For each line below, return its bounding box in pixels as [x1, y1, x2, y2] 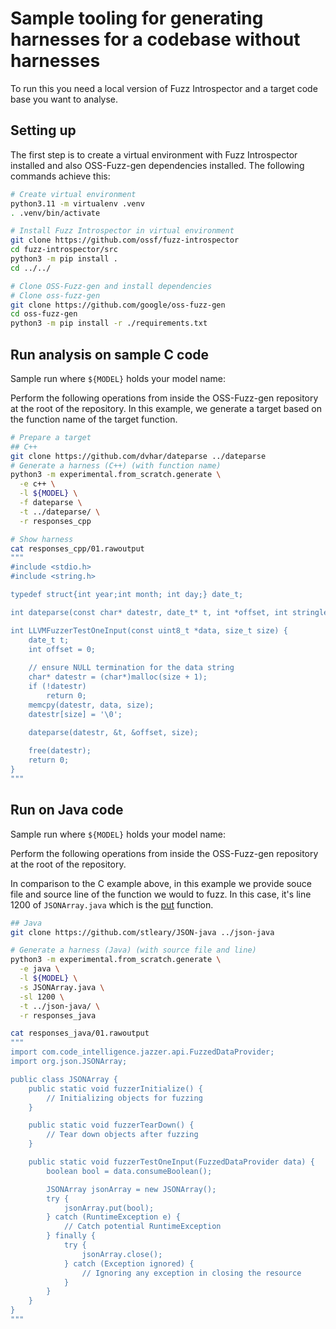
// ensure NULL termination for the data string [28, 663, 235, 673]
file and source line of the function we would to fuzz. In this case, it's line [10, 888, 312, 900]
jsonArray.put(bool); [63, 1203, 155, 1213]
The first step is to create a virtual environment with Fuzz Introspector [10, 148, 298, 161]
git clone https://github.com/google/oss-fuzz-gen [10, 300, 226, 310]
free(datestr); [28, 746, 92, 756]
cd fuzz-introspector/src [10, 245, 118, 255]
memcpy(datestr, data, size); [28, 700, 155, 710]
